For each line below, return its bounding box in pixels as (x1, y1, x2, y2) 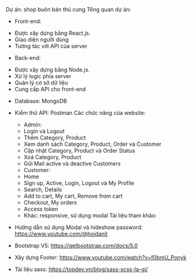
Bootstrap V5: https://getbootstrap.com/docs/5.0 (14, 242, 138, 249)
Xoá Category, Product (23, 153, 82, 161)
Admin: (23, 121, 42, 128)
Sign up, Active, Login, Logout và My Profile (23, 179, 135, 186)
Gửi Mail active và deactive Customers (23, 160, 121, 167)
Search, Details (23, 186, 62, 193)
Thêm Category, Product (23, 134, 86, 141)
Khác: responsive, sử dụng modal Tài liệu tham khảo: (23, 212, 157, 219)
